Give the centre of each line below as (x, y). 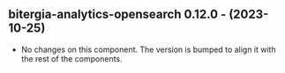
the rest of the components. (71, 58)
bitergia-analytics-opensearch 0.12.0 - (117, 15)
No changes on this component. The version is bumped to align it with (148, 49)
